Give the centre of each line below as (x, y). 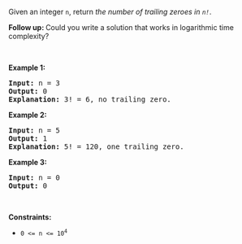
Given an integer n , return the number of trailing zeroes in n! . (110, 12)
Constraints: (30, 217)
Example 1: (27, 68)
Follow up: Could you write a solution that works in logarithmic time (121, 27)
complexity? (29, 36)
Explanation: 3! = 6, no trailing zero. (90, 100)
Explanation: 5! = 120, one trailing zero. (96, 147)
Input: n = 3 (35, 83)
